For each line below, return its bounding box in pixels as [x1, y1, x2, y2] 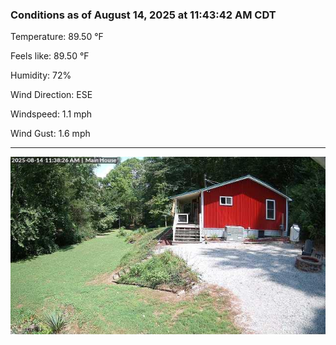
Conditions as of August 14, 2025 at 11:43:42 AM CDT [10, 8, 277, 22]
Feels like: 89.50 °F [10, 50, 90, 62]
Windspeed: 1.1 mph [10, 108, 93, 120]
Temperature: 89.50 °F [10, 31, 104, 43]
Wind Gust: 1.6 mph [10, 128, 91, 140]
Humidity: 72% [10, 69, 72, 82]
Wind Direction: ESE [10, 89, 93, 101]
